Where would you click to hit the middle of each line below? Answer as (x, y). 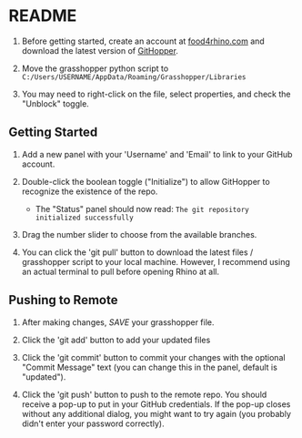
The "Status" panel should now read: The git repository (142, 209)
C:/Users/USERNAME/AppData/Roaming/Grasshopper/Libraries (134, 77)
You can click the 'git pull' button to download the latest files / (137, 252)
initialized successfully (84, 218)
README (43, 16)
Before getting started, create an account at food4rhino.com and (143, 41)
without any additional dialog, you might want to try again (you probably (156, 413)
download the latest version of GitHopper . (100, 50)
